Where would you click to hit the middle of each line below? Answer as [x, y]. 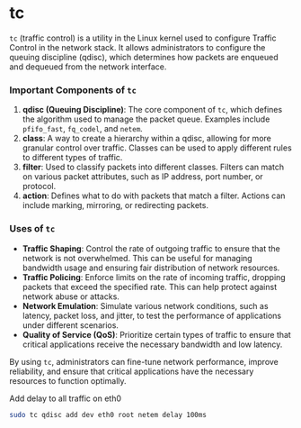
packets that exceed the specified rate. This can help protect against [149, 287]
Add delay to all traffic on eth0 [65, 398]
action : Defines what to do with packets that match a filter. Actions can [154, 196]
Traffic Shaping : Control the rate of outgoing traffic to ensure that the [151, 248]
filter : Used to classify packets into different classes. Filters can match [153, 167]
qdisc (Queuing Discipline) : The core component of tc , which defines [152, 110]
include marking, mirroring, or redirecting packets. [115, 205]
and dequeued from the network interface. [88, 67]
